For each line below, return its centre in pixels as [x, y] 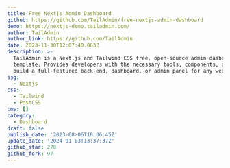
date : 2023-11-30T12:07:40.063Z [53, 45]
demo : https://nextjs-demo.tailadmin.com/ [68, 26]
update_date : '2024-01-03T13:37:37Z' [61, 141]
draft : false [26, 128]
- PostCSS [27, 103]
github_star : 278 [32, 147]
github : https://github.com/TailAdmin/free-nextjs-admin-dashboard [105, 20]
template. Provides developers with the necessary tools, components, [116, 64]
